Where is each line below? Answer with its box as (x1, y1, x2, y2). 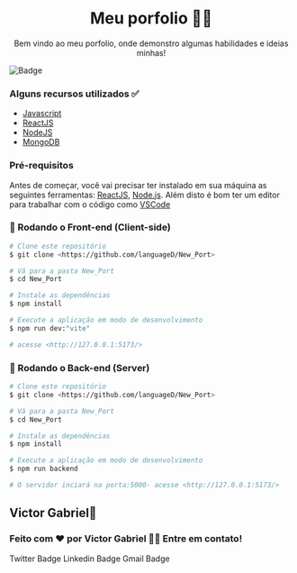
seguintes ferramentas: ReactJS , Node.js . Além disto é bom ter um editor (9, 189, 281, 200)
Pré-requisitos (9, 159, 74, 172)
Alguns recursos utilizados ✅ (9, 87, 139, 100)
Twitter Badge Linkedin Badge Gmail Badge (9, 553, 170, 564)
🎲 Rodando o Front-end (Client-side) (9, 221, 171, 233)
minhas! (136, 47, 166, 58)
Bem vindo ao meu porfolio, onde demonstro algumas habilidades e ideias (13, 38, 289, 49)
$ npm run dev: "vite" (9, 323, 91, 332)
